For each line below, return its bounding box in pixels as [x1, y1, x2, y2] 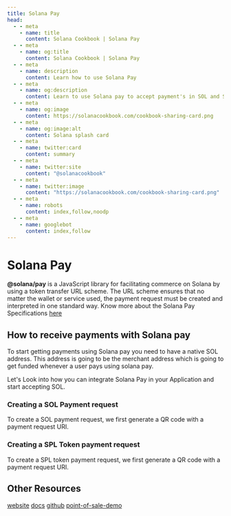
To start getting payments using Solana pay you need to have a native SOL [7, 347, 219, 356]
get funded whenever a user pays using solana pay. [7, 362, 154, 370]
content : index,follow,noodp [25, 208, 109, 215]
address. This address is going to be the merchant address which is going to [7, 355, 224, 363]
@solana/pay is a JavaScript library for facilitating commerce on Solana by [7, 280, 220, 288]
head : [7, 17, 23, 23]
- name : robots [19, 202, 63, 209]
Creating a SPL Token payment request [7, 440, 140, 449]
